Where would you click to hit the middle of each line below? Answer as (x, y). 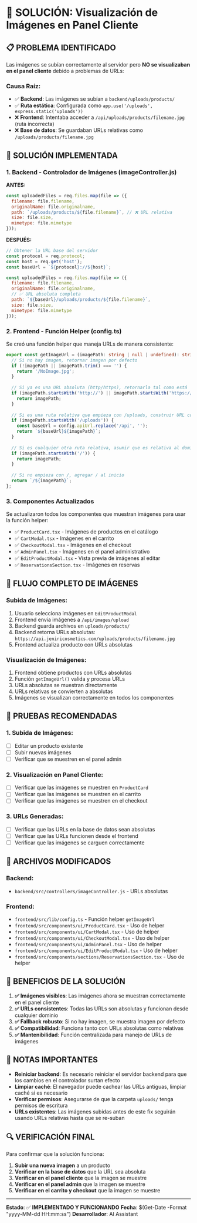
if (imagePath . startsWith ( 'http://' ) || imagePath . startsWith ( (90, 393)
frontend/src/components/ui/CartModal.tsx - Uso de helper (87, 932)
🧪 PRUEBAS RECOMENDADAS (62, 716)
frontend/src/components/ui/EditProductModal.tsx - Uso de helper (96, 950)
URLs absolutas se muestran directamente (66, 685)
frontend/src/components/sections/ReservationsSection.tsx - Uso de (99, 956)
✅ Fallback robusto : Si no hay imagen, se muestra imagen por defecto (100, 1021)
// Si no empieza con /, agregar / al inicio (68, 475)
